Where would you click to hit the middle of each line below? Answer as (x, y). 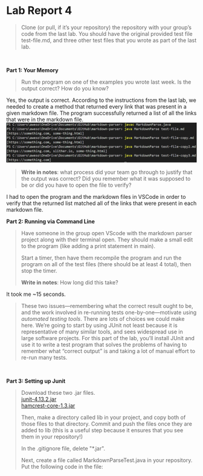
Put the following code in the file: (62, 466)
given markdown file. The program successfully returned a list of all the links (101, 113)
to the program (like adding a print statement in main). (88, 246)
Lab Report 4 (39, 11)
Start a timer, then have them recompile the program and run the (101, 258)
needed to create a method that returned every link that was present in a (97, 106)
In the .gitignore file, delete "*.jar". (63, 448)
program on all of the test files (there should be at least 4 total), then (106, 264)
